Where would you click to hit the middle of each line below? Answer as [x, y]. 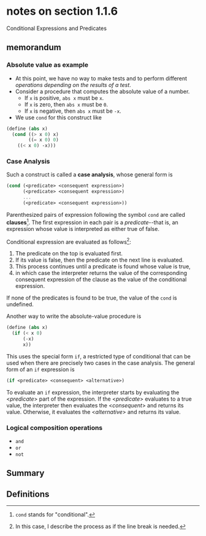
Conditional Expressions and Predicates [57, 28]
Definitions [28, 494]
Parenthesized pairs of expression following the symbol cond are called [96, 214]
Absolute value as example [48, 65]
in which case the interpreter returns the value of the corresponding [101, 273]
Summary [25, 473]
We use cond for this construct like [59, 117]
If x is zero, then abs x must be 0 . [66, 104]
